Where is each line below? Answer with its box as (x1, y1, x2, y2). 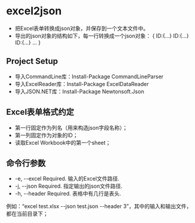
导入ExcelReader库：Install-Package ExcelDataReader (14, 80, 149, 87)
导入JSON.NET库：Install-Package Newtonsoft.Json (14, 88, 145, 95)
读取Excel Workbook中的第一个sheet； (14, 139, 111, 146)
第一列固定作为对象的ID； (14, 132, 78, 139)
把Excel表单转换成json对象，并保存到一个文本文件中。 (14, 25, 149, 32)
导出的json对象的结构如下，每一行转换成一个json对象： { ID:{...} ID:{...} (14, 32, 190, 39)
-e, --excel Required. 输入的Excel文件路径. (14, 175, 120, 182)
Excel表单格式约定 (6, 107, 75, 117)
